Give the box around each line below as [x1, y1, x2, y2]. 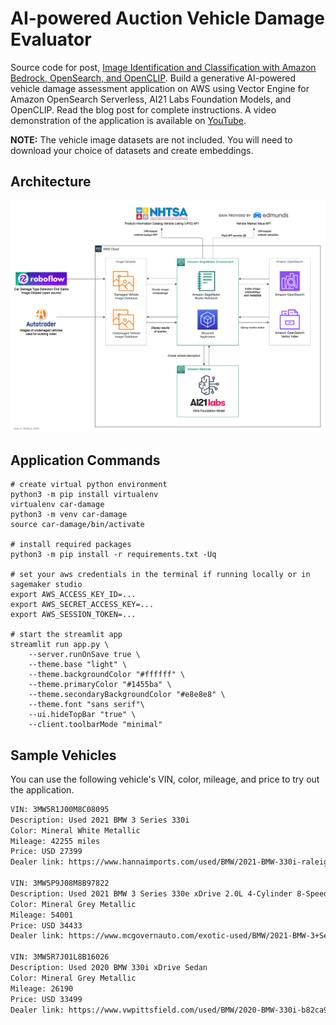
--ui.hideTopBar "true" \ [28, 710, 137, 720]
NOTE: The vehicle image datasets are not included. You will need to [10, 133, 293, 146]
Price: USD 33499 [10, 994, 83, 1004]
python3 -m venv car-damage [10, 510, 128, 520]
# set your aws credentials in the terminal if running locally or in [10, 570, 311, 580]
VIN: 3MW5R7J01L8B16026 [10, 952, 110, 962]
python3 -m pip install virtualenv [10, 490, 159, 500]
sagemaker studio [10, 580, 83, 590]
